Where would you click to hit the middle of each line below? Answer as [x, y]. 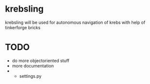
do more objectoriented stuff [41, 60]
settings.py [30, 76]
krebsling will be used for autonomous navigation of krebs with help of [75, 22]
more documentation [33, 66]
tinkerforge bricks [23, 27]
